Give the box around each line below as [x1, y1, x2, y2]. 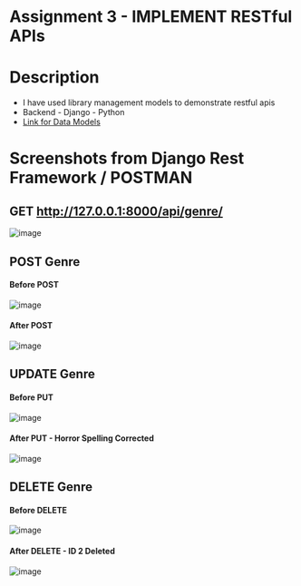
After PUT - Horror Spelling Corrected [9, 433, 154, 444]
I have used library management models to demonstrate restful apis [22, 97, 276, 108]
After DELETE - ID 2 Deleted [9, 545, 115, 556]
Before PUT [9, 392, 54, 403]
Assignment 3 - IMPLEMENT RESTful [9, 6, 293, 27]
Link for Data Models [22, 116, 102, 128]
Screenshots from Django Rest [9, 148, 245, 169]
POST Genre [9, 254, 81, 269]
